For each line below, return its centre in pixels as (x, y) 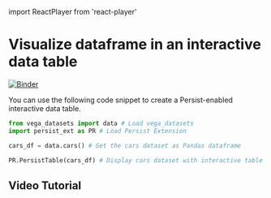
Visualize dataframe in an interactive (135, 45)
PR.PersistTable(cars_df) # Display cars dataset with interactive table (136, 160)
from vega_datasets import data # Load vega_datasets (101, 123)
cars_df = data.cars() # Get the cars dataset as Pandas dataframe (125, 145)
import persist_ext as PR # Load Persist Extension (97, 131)
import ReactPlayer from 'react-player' (73, 12)
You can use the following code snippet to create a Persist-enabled (121, 100)
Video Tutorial (45, 185)
